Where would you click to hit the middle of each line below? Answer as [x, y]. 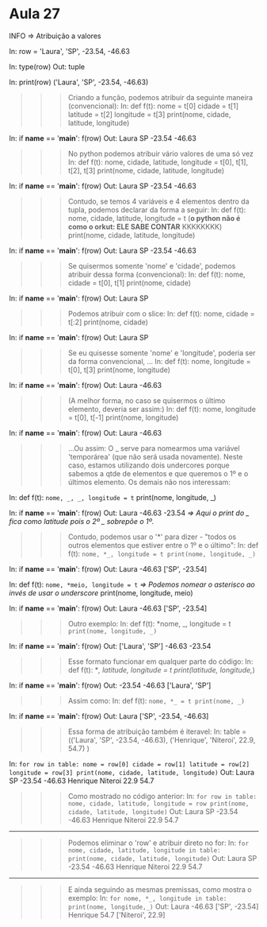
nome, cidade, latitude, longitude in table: [144, 850]
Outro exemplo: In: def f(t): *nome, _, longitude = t [149, 623]
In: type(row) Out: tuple [47, 66]
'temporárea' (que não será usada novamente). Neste [155, 456]
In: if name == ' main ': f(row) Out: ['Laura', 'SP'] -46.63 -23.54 [110, 646]
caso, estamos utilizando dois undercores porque [149, 465]
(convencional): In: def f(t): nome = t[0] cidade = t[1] [153, 106]
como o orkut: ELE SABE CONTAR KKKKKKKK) [145, 227]
